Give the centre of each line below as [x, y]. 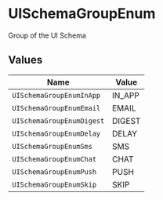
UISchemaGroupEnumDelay [56, 133]
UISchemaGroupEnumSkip [54, 184]
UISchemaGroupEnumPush [54, 172]
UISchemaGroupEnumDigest [58, 121]
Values [25, 60]
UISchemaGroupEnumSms [52, 146]
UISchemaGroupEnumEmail [56, 108]
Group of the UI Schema [47, 35]
